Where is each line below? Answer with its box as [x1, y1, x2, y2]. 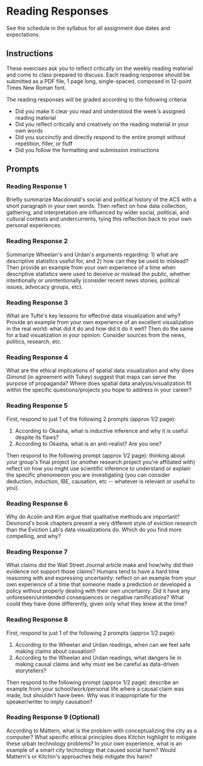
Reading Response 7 [6, 547, 68, 556]
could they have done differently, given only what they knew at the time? [6, 600, 188, 607]
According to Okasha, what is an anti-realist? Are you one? [15, 440, 162, 447]
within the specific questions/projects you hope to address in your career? [6, 386, 192, 393]
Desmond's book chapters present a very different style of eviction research [6, 519, 198, 526]
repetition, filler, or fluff [15, 140, 73, 147]
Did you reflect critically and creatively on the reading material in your [15, 120, 190, 128]
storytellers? [15, 667, 47, 674]
